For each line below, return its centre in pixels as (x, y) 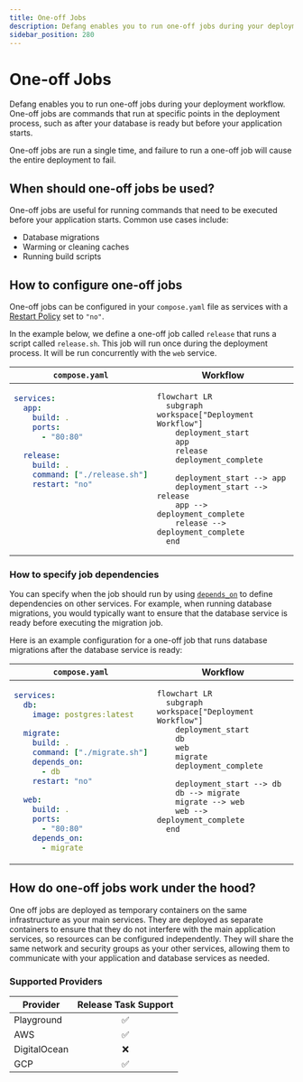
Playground (38, 1020)
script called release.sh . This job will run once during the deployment (139, 343)
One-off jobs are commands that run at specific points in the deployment (145, 114)
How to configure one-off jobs (96, 285)
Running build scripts (62, 257)
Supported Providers (56, 981)
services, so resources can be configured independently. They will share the (151, 938)
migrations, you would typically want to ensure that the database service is (149, 613)
